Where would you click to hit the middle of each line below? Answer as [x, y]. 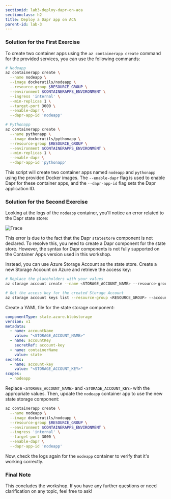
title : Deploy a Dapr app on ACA [41, 19]
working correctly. [24, 461]
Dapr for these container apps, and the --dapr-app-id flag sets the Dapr [81, 183]
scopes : [13, 374]
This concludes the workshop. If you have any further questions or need [81, 486]
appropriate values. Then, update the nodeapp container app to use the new [84, 394]
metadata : [16, 326]
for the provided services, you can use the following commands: [73, 59]
